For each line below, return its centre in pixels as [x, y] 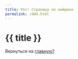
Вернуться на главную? [30, 51]
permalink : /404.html [27, 14]
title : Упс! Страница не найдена [39, 9]
